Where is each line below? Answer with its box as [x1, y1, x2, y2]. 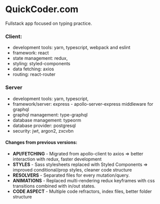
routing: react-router [12, 71, 56, 77]
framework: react [12, 50, 49, 56]
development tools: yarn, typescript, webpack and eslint [12, 45, 131, 51]
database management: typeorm [12, 117, 81, 123]
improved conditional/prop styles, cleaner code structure [12, 167, 132, 173]
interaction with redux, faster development [12, 156, 102, 162]
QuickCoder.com [5, 4, 79, 15]
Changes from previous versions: [5, 139, 78, 145]
